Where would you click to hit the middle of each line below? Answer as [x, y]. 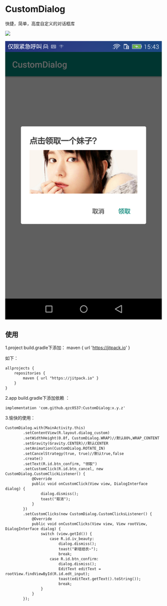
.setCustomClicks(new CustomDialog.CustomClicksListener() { [88, 514]
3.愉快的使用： [20, 418]
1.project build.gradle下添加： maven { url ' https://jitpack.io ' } [68, 347]
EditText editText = [80, 569]
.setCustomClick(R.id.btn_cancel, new [63, 469]
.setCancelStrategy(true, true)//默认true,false [74, 453]
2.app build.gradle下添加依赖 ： [38, 398]
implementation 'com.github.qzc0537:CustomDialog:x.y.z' [65, 408]
